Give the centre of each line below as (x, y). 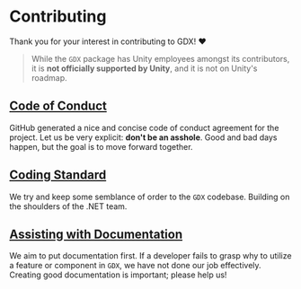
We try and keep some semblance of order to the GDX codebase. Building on (150, 197)
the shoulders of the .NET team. (68, 206)
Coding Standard (58, 175)
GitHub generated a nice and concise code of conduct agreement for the (144, 127)
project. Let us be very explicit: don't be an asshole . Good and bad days (143, 137)
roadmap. (49, 77)
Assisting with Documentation (96, 234)
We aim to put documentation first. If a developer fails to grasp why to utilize (150, 256)
